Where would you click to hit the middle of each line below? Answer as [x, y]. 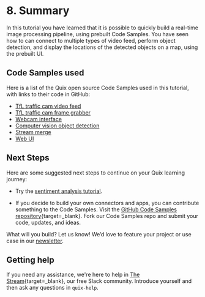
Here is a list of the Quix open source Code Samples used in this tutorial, [98, 88]
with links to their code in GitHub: [48, 94]
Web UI [24, 138]
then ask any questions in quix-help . [53, 288]
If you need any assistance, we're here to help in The [73, 275]
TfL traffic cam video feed [48, 106]
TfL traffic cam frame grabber [53, 112]
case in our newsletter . [35, 241]
